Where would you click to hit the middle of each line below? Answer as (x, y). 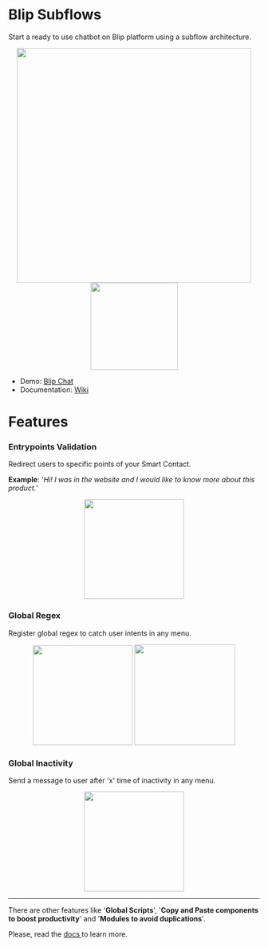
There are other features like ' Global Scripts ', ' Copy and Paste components (134, 910)
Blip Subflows (55, 15)
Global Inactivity (41, 763)
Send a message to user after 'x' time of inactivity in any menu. (112, 781)
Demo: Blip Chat (47, 381)
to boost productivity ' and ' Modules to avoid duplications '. (107, 919)
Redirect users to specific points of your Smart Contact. (100, 464)
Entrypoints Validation (53, 447)
